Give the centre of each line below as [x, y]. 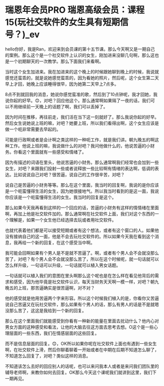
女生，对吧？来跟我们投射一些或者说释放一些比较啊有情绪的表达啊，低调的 [80, 168]
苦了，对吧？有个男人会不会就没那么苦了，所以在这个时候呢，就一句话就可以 [82, 259]
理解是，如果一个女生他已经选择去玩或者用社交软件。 [62, 220]
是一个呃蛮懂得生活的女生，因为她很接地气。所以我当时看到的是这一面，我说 [82, 191]
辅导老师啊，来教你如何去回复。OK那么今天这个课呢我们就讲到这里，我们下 [81, 372]
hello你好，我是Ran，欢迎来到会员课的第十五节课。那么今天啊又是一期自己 [80, 49]
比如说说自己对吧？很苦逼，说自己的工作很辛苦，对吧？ [69, 174]
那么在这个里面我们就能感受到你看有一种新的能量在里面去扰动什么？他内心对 [82, 321]
